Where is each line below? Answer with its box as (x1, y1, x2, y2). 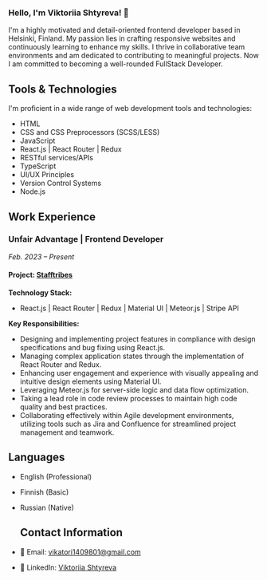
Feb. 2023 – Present (8, 251, 75, 262)
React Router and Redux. (19, 360, 102, 369)
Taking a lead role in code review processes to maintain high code (19, 394, 238, 403)
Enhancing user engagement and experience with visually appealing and (19, 369, 259, 377)
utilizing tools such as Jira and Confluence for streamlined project (19, 419, 237, 428)
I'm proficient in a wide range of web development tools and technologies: (8, 104, 253, 113)
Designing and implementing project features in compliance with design (19, 334, 257, 344)
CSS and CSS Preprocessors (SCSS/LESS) (19, 128, 160, 137)
